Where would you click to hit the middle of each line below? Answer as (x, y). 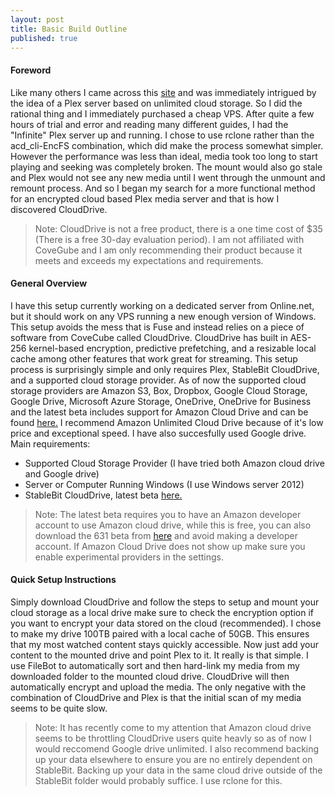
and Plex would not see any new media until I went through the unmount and (168, 177)
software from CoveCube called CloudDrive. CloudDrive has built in (149, 337)
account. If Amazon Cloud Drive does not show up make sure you (170, 546)
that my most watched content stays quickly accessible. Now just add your (164, 644)
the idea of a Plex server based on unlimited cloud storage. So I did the (156, 103)
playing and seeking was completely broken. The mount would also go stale (166, 167)
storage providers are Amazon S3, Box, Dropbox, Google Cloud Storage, (159, 390)
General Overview (49, 283)
